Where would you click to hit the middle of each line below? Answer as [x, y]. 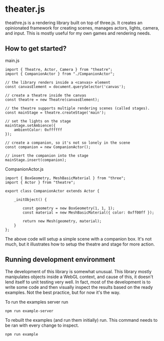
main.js [12, 61]
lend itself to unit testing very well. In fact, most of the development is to [78, 282]
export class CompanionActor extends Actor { [52, 191]
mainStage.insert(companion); [36, 160]
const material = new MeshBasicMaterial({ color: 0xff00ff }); [88, 213]
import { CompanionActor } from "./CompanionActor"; [60, 74]
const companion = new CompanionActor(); [48, 147]
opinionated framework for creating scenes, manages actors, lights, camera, [82, 28]
